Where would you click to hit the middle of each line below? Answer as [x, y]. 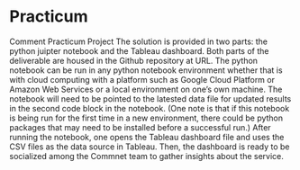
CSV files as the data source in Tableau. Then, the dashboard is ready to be [150, 147]
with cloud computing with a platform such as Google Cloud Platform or [142, 79]
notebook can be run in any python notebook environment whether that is [146, 70]
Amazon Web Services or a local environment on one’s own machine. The [146, 89]
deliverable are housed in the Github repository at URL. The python [134, 60]
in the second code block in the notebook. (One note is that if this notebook [150, 108]
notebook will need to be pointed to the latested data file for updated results [150, 98]
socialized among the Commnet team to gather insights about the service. [146, 156]
